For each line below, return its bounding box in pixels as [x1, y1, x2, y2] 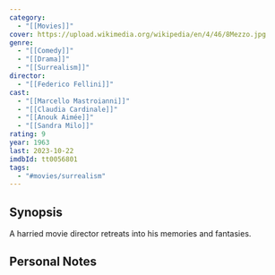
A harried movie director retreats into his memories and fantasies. [9, 228, 252, 239]
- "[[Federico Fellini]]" [17, 80, 115, 89]
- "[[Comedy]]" [17, 47, 74, 56]
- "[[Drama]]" [17, 55, 70, 64]
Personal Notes [9, 254, 97, 270]
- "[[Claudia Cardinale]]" [17, 105, 118, 114]
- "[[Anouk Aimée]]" [17, 113, 94, 122]
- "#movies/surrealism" [17, 171, 106, 180]
